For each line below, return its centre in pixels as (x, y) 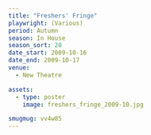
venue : (19, 68)
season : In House (37, 38)
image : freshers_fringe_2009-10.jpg (83, 105)
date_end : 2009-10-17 (44, 61)
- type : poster (41, 97)
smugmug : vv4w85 (35, 119)
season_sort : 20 (35, 46)
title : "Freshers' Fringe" (53, 16)
